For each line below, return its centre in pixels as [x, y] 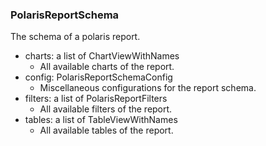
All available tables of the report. [106, 130]
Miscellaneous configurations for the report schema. [148, 88]
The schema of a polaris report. [75, 37]
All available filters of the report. [106, 109]
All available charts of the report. [107, 67]
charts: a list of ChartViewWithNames [102, 56]
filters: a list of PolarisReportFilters [96, 99]
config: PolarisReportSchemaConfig [98, 77]
